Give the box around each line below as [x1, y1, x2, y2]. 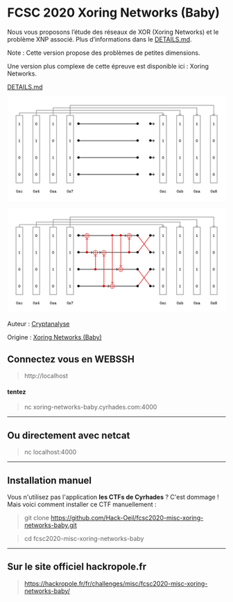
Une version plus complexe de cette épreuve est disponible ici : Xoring [7, 62, 209, 70]
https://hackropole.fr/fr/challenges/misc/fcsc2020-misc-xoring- [24, 579, 208, 587]
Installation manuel [7, 475, 92, 486]
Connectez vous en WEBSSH [7, 353, 135, 365]
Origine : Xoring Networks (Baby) [7, 333, 102, 342]
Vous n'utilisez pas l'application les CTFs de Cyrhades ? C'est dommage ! [7, 493, 220, 501]
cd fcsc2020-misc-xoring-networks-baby [24, 534, 144, 542]
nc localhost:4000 [24, 448, 77, 457]
